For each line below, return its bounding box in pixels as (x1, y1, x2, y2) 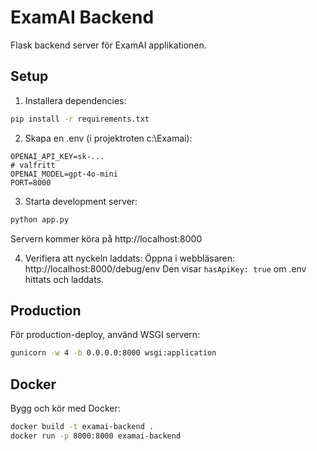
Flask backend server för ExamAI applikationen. (10, 39, 207, 51)
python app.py (10, 214, 70, 225)
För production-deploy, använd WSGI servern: (10, 329, 201, 341)
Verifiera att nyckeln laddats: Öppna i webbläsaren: (24, 252, 236, 264)
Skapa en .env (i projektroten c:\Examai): (24, 132, 193, 144)
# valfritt (10, 160, 56, 170)
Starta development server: (24, 195, 138, 207)
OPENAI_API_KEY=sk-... (10, 151, 105, 161)
